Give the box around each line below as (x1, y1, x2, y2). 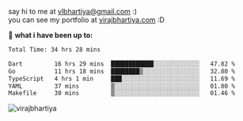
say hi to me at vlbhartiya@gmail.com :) (8, 7, 137, 16)
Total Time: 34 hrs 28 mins (8, 46, 101, 54)
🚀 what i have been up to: (8, 31, 93, 40)
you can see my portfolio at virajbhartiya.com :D (8, 15, 165, 25)
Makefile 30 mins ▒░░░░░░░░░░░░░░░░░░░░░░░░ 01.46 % (8, 89, 236, 97)
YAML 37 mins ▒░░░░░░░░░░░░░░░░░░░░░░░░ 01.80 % (8, 82, 236, 90)
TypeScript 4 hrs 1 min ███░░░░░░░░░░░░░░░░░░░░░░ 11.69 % (8, 74, 236, 82)
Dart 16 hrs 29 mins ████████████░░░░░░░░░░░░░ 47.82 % (8, 59, 236, 68)
